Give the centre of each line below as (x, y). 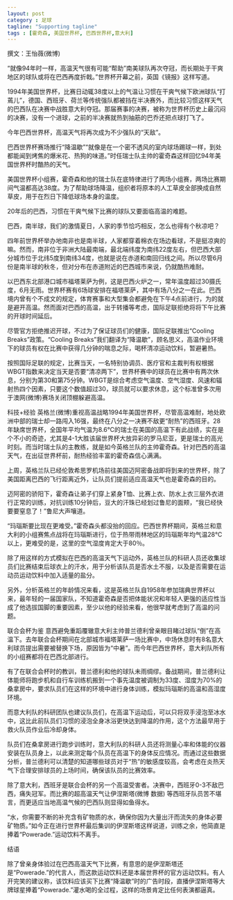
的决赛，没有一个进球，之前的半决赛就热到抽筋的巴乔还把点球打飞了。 (107, 118)
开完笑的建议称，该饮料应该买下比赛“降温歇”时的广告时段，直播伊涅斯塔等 (113, 881)
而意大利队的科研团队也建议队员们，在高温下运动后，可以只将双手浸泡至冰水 (116, 712)
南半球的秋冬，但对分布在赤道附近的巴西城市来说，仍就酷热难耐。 (113, 267)
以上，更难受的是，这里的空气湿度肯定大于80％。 (78, 543)
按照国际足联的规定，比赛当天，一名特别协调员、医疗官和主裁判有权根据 (110, 363)
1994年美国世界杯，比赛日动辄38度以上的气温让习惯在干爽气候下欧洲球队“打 (116, 92)
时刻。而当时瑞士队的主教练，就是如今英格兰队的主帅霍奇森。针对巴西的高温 (116, 447)
